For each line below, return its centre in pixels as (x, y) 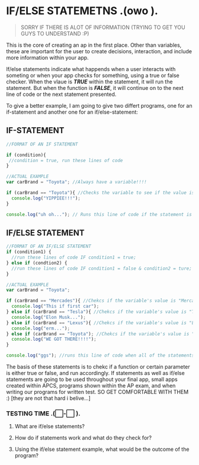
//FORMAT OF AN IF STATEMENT (42, 144)
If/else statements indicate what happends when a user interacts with (91, 69)
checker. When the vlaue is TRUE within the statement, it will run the (89, 82)
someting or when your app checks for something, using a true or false (93, 75)
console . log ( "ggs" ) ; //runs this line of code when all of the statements (100, 356)
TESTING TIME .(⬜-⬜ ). (44, 414)
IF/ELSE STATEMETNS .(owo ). (82, 11)
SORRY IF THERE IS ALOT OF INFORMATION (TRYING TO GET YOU (103, 27)
